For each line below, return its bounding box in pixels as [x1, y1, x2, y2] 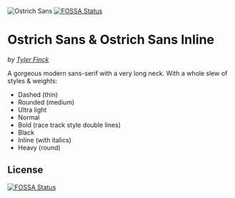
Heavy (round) [17, 143, 61, 152]
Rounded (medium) [17, 98, 75, 106]
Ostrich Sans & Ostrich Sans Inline [7, 32, 215, 48]
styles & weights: [7, 76, 58, 85]
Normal [17, 113, 40, 121]
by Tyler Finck [7, 55, 49, 63]
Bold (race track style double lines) [17, 120, 121, 129]
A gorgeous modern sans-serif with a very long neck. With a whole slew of [7, 68, 228, 78]
